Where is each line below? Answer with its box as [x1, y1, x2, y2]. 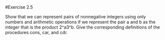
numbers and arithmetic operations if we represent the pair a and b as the [5, 19, 156, 25]
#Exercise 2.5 [5, 4, 33, 10]
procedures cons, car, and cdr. [5, 30, 68, 35]
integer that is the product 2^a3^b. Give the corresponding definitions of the [5, 24, 160, 30]
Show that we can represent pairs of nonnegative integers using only [5, 14, 146, 19]
